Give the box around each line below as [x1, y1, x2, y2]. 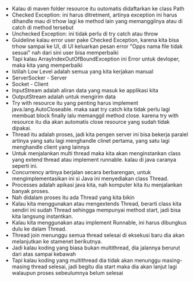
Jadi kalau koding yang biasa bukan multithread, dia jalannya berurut [11, 244, 180, 251]
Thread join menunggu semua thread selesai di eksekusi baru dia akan [11, 232, 185, 239]
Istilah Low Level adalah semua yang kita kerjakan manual [11, 68, 154, 75]
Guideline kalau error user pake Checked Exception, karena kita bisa [11, 37, 179, 43]
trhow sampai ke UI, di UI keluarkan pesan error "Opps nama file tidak [11, 43, 183, 50]
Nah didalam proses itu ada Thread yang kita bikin [11, 194, 135, 201]
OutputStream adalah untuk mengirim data [11, 93, 116, 100]
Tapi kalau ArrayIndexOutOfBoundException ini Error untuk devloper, [11, 56, 180, 62]
